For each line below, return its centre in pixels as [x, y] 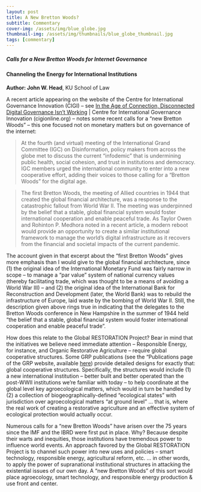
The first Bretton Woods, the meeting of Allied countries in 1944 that [105, 192]
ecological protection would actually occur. [59, 414]
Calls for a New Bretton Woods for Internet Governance [77, 59]
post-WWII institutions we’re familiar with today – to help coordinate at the [97, 382]
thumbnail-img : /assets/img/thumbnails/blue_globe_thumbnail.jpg [89, 34]
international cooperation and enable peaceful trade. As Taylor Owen [106, 218]
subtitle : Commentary [33, 23]
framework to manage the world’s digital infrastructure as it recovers [106, 238]
